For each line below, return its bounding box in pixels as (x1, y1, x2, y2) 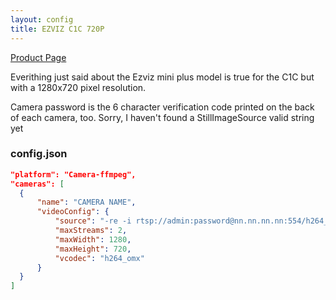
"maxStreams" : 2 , (54, 226, 128, 236)
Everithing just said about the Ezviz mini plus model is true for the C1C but (10, 71, 315, 83)
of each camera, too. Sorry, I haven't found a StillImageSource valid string (10, 111, 315, 123)
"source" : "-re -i (54, 216, 132, 226)
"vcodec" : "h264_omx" (54, 253, 145, 263)
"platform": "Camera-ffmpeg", (10, 169, 137, 180)
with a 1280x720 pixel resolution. (10, 81, 147, 93)
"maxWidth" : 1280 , (54, 234, 132, 245)
